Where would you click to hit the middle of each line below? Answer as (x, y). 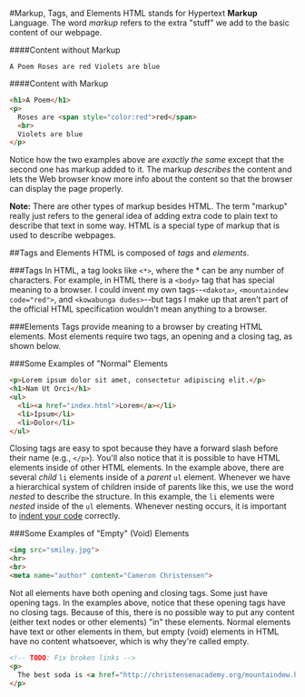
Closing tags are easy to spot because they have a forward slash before (144, 448)
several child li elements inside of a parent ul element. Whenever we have (150, 477)
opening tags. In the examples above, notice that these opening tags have (148, 602)
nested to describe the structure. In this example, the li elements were (142, 497)
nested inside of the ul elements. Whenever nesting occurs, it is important (148, 506)
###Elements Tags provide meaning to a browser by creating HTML (136, 327)
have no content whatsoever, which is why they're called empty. (129, 641)
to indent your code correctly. (65, 516)
